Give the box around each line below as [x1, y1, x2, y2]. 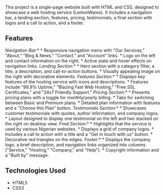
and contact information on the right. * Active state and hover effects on [5, 58, 152, 64]
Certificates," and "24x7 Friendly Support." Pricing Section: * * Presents [5, 89, 150, 95]
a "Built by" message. [5, 152, 49, 158]
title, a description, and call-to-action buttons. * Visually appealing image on [5, 68, 161, 74]
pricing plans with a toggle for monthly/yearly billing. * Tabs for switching [5, 94, 154, 100]
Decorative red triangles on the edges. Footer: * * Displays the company [5, 136, 151, 142]
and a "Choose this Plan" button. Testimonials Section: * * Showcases [5, 105, 147, 111]
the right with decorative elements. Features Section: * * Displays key [5, 74, 146, 79]
